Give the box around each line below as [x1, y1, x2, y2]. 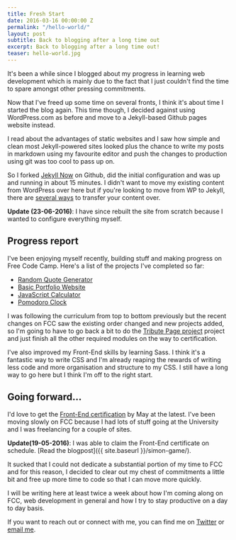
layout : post [7, 30, 46, 38]
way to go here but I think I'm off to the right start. [7, 370, 153, 379]
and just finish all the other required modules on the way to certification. [7, 334, 218, 342]
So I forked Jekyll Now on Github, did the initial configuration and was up [7, 171, 221, 179]
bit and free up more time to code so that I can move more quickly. [7, 475, 202, 483]
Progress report [7, 235, 79, 247]
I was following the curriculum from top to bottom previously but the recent [7, 311, 227, 320]
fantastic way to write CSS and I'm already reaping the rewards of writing [7, 355, 221, 364]
